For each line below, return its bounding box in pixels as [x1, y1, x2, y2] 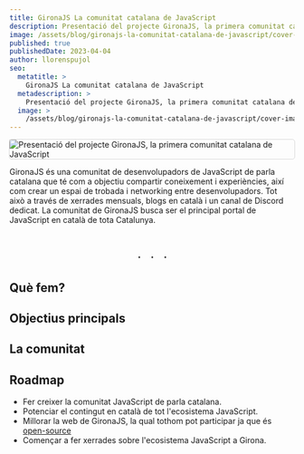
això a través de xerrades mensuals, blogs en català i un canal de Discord [9, 196, 284, 207]
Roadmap [9, 372, 65, 388]
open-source [22, 425, 71, 436]
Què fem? [9, 280, 66, 295]
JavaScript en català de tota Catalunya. [9, 215, 157, 226]
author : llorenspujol [9, 55, 91, 64]
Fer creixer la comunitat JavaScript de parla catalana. [22, 396, 222, 408]
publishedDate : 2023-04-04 [9, 47, 111, 56]
